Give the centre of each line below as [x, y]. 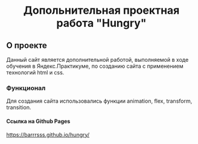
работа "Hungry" [101, 23]
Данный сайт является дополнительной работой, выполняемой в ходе [97, 60]
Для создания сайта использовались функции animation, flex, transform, [99, 101]
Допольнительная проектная [101, 10]
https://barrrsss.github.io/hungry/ [48, 134]
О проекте [27, 45]
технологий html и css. [35, 72]
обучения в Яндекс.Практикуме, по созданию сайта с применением [95, 66]
